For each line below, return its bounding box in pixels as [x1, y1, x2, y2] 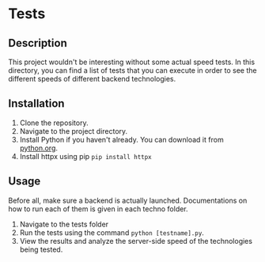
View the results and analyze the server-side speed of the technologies [19, 236, 253, 245]
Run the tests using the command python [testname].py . [19, 227, 204, 237]
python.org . [19, 143, 58, 153]
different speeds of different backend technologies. [8, 74, 176, 83]
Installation [8, 97, 65, 111]
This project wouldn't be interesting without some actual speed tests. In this [8, 57, 256, 66]
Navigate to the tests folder [19, 219, 109, 229]
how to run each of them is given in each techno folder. [8, 203, 188, 214]
